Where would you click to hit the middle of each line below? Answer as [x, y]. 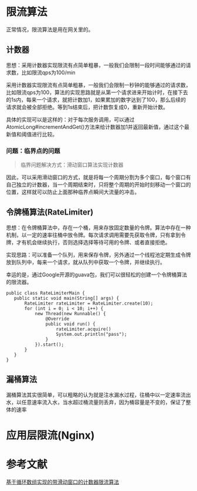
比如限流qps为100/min [48, 72]
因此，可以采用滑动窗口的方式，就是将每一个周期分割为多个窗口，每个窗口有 [98, 178]
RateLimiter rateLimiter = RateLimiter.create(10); [89, 303]
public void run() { [70, 324]
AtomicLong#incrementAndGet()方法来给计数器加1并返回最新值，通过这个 [95, 126]
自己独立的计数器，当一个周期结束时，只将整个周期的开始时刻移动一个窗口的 [98, 185]
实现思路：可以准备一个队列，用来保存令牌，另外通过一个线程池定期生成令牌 [98, 255]
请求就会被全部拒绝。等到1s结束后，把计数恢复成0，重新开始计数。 [87, 107]
